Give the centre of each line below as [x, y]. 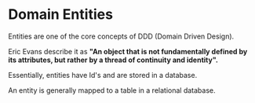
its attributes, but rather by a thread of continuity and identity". [113, 60]
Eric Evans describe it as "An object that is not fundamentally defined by [128, 51]
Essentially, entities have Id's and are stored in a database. [103, 75]
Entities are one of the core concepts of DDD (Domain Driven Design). [121, 36]
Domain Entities [61, 15]
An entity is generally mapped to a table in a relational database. [112, 90]
